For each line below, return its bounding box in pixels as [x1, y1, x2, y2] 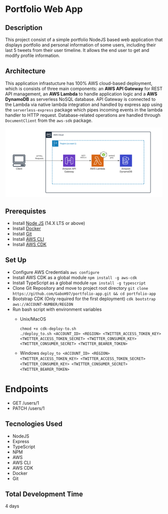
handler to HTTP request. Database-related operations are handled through [5, 112, 161, 118]
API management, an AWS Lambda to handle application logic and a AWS [5, 91, 157, 97]
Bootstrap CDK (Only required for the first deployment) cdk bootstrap [12, 296, 156, 302]
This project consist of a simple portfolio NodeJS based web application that [5, 36, 163, 42]
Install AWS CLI [12, 236, 44, 242]
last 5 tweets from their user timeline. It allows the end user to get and [5, 47, 149, 53]
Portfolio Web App [5, 3, 83, 15]
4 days [5, 503, 19, 509]
